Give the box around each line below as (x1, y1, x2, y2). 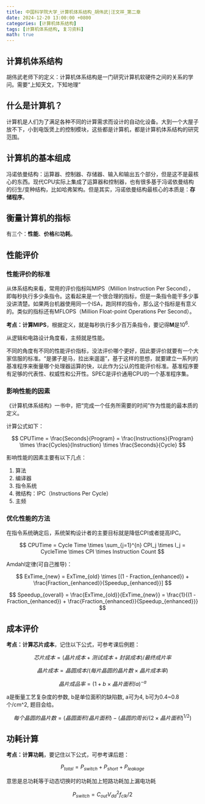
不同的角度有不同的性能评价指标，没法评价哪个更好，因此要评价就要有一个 (6, 347, 193, 354)
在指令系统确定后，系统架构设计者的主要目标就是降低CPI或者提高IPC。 (6, 529, 184, 537)
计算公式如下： (6, 423, 44, 430)
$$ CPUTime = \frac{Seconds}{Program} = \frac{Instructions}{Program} (11, 435, 194, 442)
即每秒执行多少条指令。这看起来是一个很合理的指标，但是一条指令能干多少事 (6, 292, 199, 300)
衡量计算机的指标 (6, 212, 71, 223)
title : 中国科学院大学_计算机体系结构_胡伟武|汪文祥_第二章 (6, 9, 142, 15)
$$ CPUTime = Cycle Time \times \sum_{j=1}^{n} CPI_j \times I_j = (19, 542, 186, 549)
